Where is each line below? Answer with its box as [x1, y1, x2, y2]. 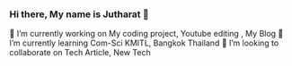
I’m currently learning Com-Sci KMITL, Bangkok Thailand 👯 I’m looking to [9, 37, 279, 48]
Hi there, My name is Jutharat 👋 [9, 8, 150, 21]
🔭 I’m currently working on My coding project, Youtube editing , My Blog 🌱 [9, 29, 284, 39]
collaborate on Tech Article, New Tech [9, 47, 151, 58]
